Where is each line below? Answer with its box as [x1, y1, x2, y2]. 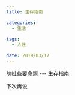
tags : [6, 36, 20, 42]
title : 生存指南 [6, 8, 43, 15]
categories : [6, 19, 36, 26]
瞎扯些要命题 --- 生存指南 [6, 70, 70, 77]
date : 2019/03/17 [6, 52, 50, 59]
